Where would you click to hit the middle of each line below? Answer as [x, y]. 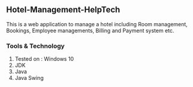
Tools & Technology [36, 46]
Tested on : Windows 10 [44, 59]
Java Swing [29, 78]
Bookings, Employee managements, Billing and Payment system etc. [90, 30]
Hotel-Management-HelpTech [63, 10]
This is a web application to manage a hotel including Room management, [97, 24]
